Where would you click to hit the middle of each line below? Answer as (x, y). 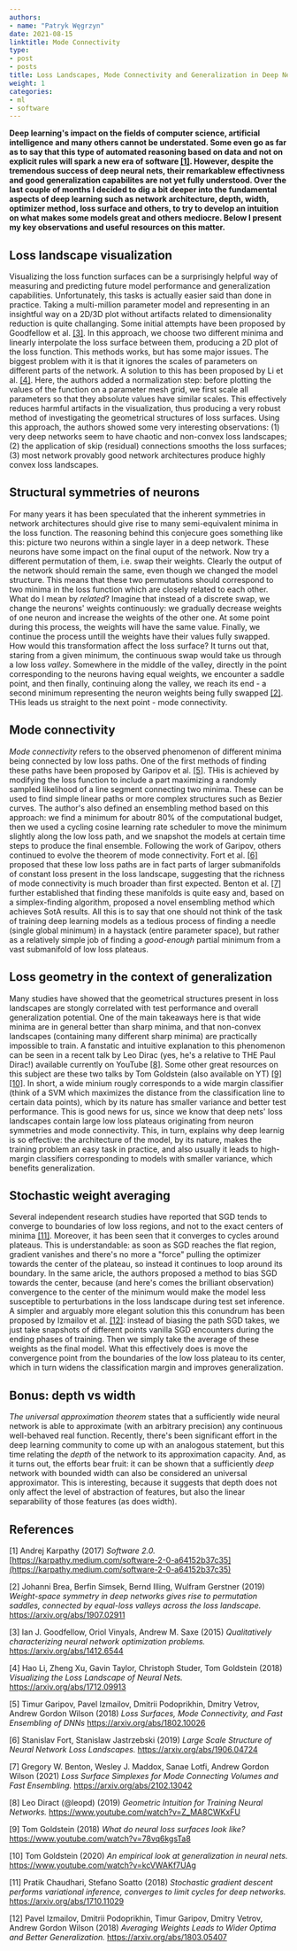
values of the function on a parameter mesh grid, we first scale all (129, 390)
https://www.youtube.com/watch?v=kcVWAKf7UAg (103, 1865)
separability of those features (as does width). (93, 1502)
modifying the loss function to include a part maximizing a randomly (133, 780)
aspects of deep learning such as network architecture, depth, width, (139, 199)
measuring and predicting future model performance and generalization (140, 286)
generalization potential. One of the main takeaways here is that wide (135, 1017)
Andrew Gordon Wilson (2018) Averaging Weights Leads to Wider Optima (143, 1927)
